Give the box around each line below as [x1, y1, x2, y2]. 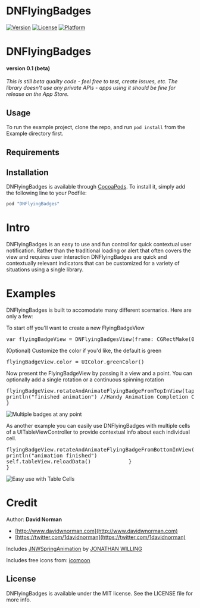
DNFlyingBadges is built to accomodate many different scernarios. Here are [6, 306, 192, 314]
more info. [6, 596, 32, 603]
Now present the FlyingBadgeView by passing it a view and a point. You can [6, 370, 192, 377]
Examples [6, 287, 56, 300]
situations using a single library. [6, 266, 84, 273]
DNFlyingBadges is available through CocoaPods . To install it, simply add [6, 183, 186, 190]
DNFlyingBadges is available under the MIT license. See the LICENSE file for [6, 590, 193, 597]
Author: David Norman [6, 516, 62, 523]
